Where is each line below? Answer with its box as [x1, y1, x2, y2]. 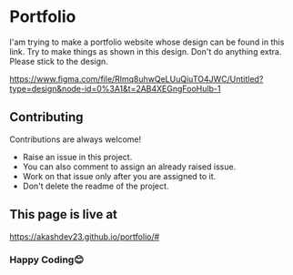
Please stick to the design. [9, 56, 109, 66]
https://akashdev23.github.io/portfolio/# [9, 230, 160, 242]
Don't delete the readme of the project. [22, 180, 169, 191]
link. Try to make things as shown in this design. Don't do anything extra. [9, 46, 282, 56]
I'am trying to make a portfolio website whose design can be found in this [9, 36, 285, 47]
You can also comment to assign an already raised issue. [22, 161, 237, 172]
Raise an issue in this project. [22, 151, 133, 162]
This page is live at [9, 207, 118, 222]
